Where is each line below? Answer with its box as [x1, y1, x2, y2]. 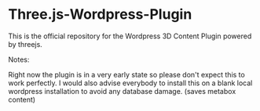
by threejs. [8, 39, 43, 48]
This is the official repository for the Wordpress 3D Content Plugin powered [8, 31, 252, 41]
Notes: [8, 55, 30, 64]
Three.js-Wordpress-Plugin [8, 5, 192, 23]
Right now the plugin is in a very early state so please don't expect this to [8, 70, 245, 79]
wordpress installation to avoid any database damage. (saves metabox [8, 86, 236, 95]
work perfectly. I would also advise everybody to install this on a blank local [8, 78, 253, 88]
